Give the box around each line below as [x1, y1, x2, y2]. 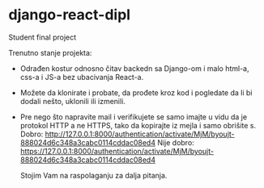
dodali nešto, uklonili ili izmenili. [19, 96, 126, 106]
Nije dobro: [157, 137, 194, 147]
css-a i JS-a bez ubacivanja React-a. [19, 72, 144, 81]
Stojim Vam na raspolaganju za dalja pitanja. [19, 170, 168, 180]
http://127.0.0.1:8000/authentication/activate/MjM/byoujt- [45, 129, 235, 139]
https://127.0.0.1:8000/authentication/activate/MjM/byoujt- [19, 146, 215, 156]
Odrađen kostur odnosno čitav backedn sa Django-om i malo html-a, [19, 63, 249, 73]
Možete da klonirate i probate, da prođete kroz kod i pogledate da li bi [19, 87, 253, 98]
